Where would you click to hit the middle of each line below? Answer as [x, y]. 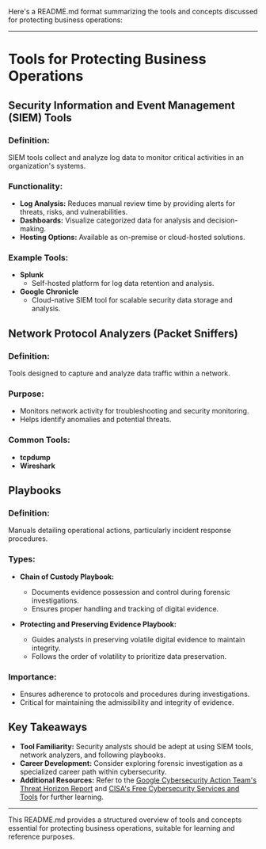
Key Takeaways [48, 727]
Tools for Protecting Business [107, 59]
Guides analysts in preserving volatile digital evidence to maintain [138, 639]
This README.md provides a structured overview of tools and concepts [125, 820]
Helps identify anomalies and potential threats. [95, 420]
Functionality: [36, 186]
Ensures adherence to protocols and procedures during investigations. [135, 694]
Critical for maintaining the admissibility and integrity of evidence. [127, 702]
